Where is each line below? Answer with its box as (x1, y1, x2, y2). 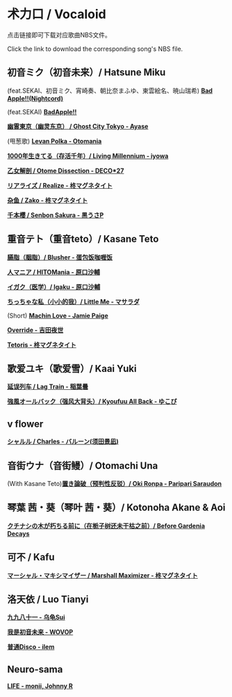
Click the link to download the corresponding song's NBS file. (7, 45, 183, 53)
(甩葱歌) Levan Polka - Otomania (7, 136, 102, 145)
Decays (7, 529, 30, 538)
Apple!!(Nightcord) (7, 94, 64, 102)
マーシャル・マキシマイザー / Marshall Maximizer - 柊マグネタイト (7, 571, 198, 579)
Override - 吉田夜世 (7, 325, 64, 334)
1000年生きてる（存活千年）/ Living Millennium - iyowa (7, 151, 169, 160)
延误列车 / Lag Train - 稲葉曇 (7, 382, 89, 391)
